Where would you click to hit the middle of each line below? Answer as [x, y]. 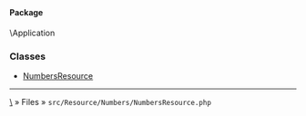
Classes [28, 56]
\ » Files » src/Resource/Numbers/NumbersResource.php [111, 102]
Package [26, 13]
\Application [32, 33]
